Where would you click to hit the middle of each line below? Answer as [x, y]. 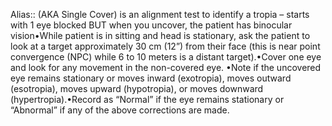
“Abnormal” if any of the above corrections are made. [120, 110]
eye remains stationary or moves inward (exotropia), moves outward [151, 78]
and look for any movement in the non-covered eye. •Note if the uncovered [166, 67]
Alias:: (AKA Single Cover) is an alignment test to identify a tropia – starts [160, 14]
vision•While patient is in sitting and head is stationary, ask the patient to [160, 35]
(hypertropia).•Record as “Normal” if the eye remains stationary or [147, 99]
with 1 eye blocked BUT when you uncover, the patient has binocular [151, 25]
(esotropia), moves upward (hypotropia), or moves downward [137, 88]
